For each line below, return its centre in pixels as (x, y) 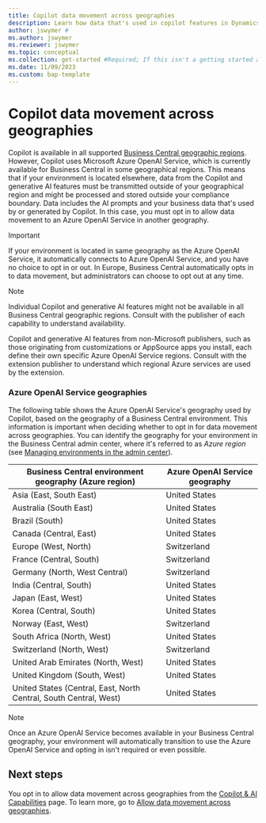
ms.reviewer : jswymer (44, 45)
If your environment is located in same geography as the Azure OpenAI (124, 250)
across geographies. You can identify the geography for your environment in (133, 435)
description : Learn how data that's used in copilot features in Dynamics (134, 23)
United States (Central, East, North (76, 688)
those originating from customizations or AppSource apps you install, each (130, 347)
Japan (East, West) (47, 597)
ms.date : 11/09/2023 (42, 67)
